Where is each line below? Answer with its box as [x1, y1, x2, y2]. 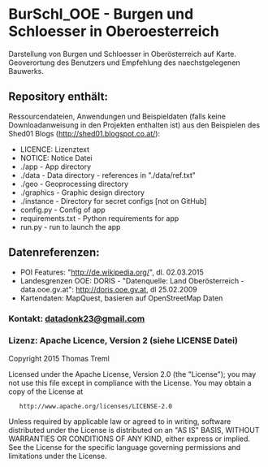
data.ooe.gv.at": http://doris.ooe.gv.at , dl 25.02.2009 [19, 284, 197, 294]
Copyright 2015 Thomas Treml [8, 353, 110, 363]
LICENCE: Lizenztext [19, 144, 90, 154]
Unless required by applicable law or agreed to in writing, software [8, 416, 231, 426]
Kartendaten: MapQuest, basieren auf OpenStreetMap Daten [19, 293, 223, 303]
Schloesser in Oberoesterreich [8, 22, 219, 41]
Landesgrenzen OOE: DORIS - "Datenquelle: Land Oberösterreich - [19, 275, 245, 285]
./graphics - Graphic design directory [19, 188, 145, 197]
